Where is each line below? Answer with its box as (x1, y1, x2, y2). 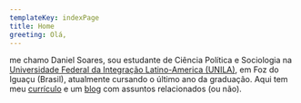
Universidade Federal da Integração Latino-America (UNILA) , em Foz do (9, 64, 279, 75)
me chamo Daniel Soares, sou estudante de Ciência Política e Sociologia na (9, 55, 293, 66)
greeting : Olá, (9, 30, 67, 39)
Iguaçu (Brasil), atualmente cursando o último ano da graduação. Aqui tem (9, 74, 288, 85)
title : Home (9, 22, 55, 31)
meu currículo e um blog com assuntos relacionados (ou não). (9, 83, 243, 95)
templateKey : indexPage (9, 13, 100, 23)
